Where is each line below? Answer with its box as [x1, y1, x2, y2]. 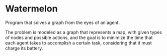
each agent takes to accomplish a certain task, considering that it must [5, 39, 152, 45]
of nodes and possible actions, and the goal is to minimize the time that [5, 34, 153, 40]
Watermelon [5, 3, 58, 14]
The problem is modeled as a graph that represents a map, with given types [5, 29, 162, 35]
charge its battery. [5, 45, 43, 51]
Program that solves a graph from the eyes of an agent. [5, 19, 120, 25]
